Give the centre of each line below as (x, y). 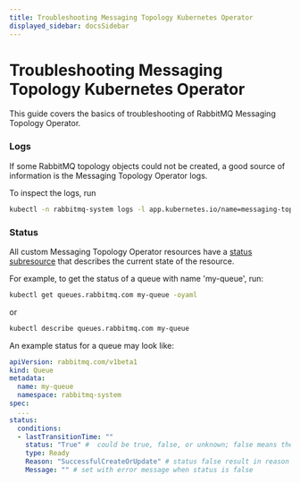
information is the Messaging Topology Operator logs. (108, 175)
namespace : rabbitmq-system (70, 395)
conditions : (40, 428)
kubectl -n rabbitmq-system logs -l (77, 209)
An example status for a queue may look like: (92, 345)
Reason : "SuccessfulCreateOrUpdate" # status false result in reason (158, 462)
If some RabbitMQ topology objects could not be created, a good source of (147, 165)
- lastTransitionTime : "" (66, 436)
